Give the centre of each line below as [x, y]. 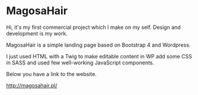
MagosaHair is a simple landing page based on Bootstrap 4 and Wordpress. [98, 45]
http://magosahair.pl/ [32, 85]
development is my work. [37, 33]
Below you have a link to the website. [51, 74]
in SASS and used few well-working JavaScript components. [80, 63]
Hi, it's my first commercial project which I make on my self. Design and [93, 27]
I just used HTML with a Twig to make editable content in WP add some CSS [99, 56]
